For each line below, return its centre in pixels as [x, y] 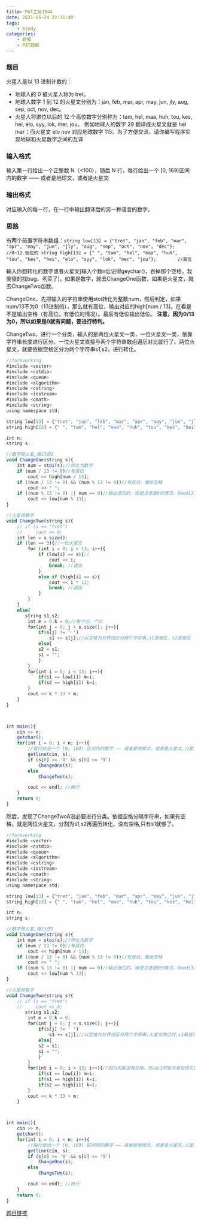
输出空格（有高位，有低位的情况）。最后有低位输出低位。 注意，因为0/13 [105, 314]
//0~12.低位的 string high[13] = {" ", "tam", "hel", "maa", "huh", [92, 253]
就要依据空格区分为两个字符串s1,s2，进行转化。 [80, 349]
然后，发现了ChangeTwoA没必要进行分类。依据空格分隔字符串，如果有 [93, 816]
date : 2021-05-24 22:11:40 [40, 17]
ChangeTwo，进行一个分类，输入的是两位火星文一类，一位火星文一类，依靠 [100, 334]
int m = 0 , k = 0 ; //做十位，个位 [65, 621]
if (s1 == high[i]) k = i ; [68, 1079]
